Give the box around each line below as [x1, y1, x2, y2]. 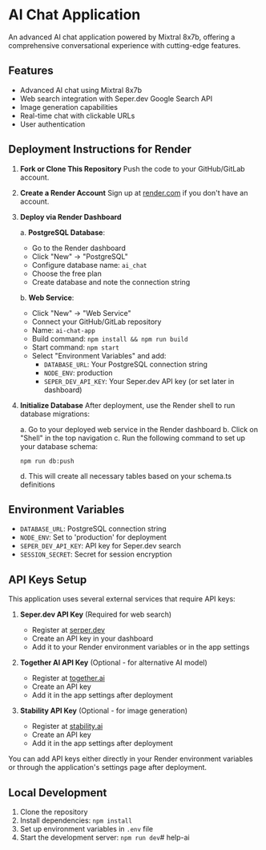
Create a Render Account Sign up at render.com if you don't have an [19, 188, 248, 197]
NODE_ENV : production [43, 367, 114, 378]
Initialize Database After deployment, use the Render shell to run [19, 400, 236, 410]
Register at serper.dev [31, 625, 106, 635]
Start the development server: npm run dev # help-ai [19, 832, 190, 842]
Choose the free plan [31, 269, 102, 278]
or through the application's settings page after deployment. [8, 763, 207, 772]
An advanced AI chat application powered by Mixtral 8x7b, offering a [8, 32, 236, 42]
